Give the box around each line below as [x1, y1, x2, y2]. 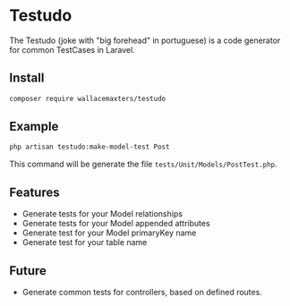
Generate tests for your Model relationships [21, 208, 183, 219]
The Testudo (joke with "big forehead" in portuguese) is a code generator [9, 35, 281, 46]
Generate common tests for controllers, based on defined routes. [21, 286, 262, 297]
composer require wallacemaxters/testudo [9, 94, 166, 103]
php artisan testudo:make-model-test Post [9, 142, 170, 152]
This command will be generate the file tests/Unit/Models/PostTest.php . [9, 158, 277, 170]
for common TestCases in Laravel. [9, 44, 136, 55]
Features [9, 184, 60, 200]
